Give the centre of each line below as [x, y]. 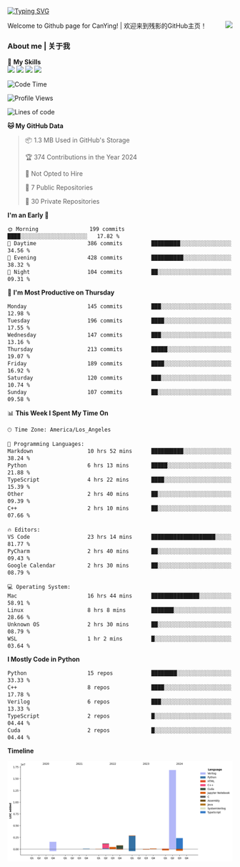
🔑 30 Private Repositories [62, 202]
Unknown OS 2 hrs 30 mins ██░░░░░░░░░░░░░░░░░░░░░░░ [120, 625]
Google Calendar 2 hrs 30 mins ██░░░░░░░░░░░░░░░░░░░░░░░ [120, 566]
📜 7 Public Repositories [59, 188]
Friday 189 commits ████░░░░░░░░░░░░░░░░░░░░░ [120, 364]
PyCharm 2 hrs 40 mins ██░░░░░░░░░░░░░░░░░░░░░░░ [120, 551]
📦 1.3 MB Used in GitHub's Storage [77, 140]
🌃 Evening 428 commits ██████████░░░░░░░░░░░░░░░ [120, 258]
